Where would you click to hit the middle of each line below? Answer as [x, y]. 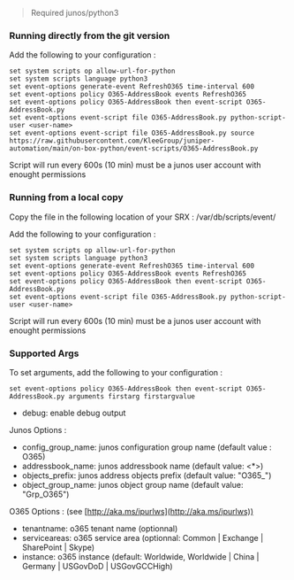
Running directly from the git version [90, 35]
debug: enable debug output [74, 413]
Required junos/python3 [75, 13]
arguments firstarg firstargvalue [132, 396]
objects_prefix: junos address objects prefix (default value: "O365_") [147, 475]
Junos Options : [38, 429]
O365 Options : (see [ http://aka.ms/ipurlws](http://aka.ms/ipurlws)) [132, 511]
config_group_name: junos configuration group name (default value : [147, 447]
